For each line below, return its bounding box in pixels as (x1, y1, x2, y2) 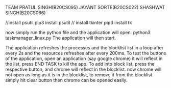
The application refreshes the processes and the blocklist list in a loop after (5, 45, 164, 50)
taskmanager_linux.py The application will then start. (5, 35, 116, 41)
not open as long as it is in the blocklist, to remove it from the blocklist (5, 72, 152, 78)
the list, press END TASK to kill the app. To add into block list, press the (5, 61, 155, 67)
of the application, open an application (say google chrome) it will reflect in (5, 55, 163, 62)
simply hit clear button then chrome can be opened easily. (5, 77, 128, 83)
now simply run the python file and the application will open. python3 (5, 30, 151, 35)
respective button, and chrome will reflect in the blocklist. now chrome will (5, 66, 162, 72)
